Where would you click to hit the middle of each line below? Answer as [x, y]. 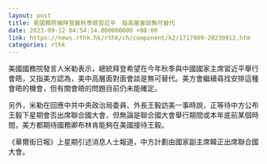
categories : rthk [37, 45]
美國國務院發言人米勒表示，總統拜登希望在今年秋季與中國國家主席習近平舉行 [133, 69]
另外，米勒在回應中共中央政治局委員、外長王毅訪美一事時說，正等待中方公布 [133, 105]
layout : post [30, 15]
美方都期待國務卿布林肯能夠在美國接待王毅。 [95, 125]
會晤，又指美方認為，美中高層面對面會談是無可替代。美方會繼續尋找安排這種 [133, 78]
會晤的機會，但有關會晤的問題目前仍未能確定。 [85, 89]
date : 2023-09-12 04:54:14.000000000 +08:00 [83, 30]
